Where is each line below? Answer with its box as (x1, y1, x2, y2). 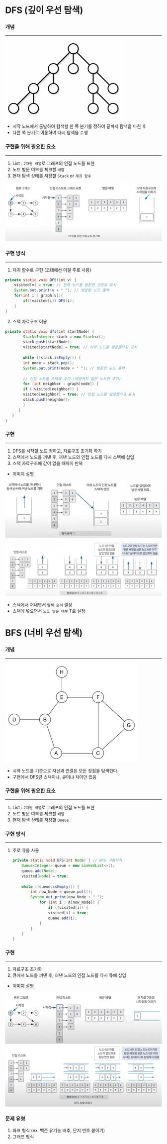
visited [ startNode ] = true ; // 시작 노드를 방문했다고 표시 (23, 345, 138, 350)
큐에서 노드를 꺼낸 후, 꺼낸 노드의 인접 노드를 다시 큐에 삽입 (12, 972, 127, 978)
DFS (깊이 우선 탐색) (5, 4, 83, 16)
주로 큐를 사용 (12, 848, 39, 854)
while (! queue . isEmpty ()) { (21, 884, 80, 889)
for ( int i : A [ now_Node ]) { (39, 900, 100, 905)
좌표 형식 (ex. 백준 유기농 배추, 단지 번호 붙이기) (12, 1128, 105, 1134)
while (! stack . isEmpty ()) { (23, 355, 81, 361)
